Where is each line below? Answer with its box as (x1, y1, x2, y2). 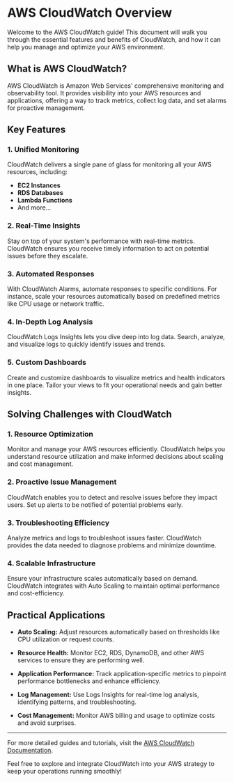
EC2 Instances (17, 181, 61, 189)
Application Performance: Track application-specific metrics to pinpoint (17, 670, 226, 678)
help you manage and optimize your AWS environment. (7, 42, 165, 51)
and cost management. (7, 460, 74, 468)
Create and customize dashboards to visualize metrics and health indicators (7, 373, 226, 382)
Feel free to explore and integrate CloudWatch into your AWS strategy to (7, 760, 214, 768)
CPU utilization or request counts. (17, 635, 115, 643)
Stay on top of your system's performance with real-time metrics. (7, 237, 195, 245)
